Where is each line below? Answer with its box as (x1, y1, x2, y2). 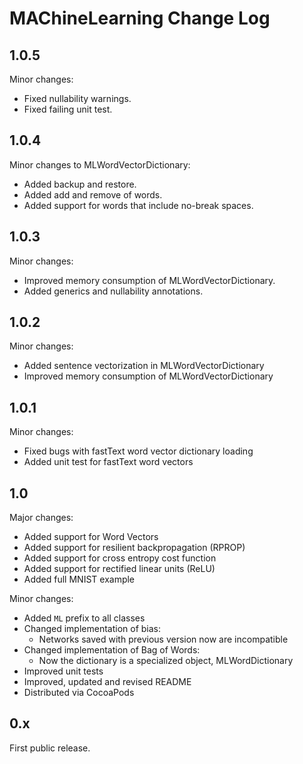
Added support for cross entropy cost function (23, 552, 217, 564)
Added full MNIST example (23, 573, 136, 586)
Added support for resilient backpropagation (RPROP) (23, 542, 246, 554)
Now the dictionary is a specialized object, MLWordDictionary (38, 655, 294, 667)
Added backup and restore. (23, 178, 137, 190)
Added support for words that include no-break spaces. (23, 199, 254, 211)
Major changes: (9, 512, 74, 524)
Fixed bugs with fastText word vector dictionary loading (23, 445, 254, 457)
